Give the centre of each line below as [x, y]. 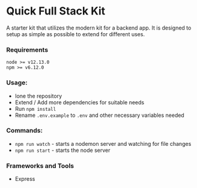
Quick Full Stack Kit [56, 11]
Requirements [27, 49]
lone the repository [38, 96]
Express [25, 179]
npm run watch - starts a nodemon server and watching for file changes [103, 143]
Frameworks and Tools [40, 166]
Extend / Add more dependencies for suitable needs [80, 102]
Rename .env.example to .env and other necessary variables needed [99, 115]
